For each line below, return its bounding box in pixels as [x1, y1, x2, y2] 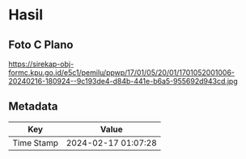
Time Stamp [12, 137, 59, 149]
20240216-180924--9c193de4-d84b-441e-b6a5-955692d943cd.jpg [8, 77, 239, 86]
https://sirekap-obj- [8, 59, 74, 69]
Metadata [8, 99, 58, 114]
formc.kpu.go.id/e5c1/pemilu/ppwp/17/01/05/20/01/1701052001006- [8, 68, 235, 77]
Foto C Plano [8, 38, 74, 52]
